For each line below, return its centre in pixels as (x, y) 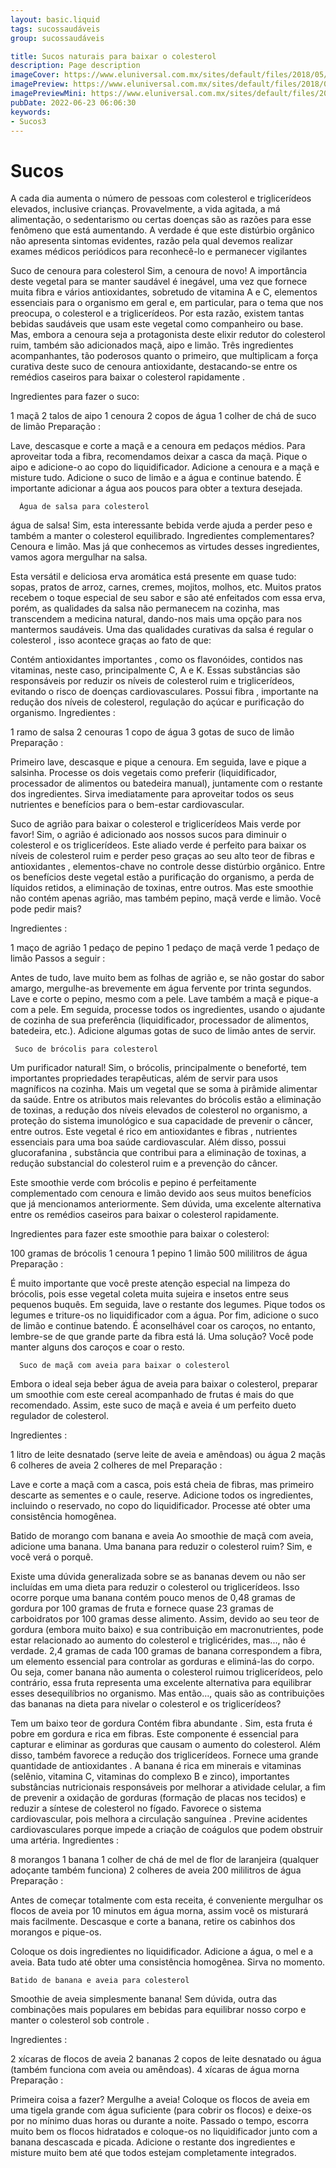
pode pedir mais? (46, 909)
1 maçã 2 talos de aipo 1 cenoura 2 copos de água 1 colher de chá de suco (163, 416)
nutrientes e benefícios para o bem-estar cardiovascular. (127, 805)
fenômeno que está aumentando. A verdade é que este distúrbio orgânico (162, 230)
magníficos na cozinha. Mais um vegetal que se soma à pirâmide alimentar (164, 1089)
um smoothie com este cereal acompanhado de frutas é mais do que (152, 1395)
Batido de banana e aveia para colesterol (100, 1981)
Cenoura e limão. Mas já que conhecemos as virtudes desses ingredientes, (165, 547)
